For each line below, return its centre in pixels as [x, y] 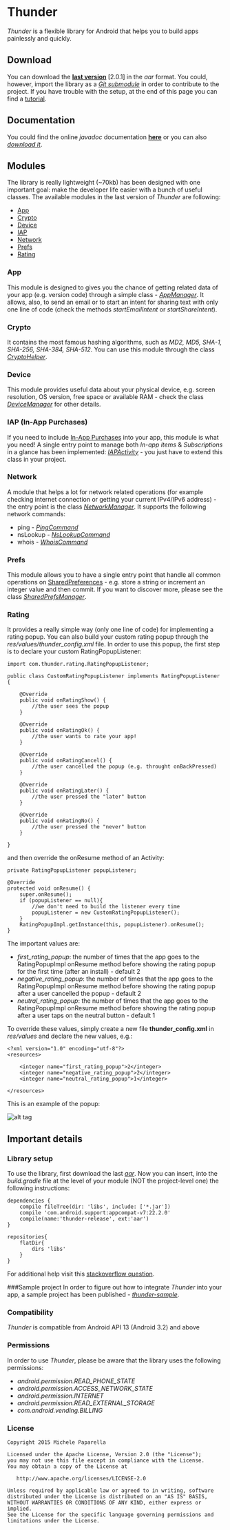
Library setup [30, 1159]
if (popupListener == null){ [61, 901]
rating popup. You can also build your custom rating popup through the [108, 637]
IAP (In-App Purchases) [48, 422]
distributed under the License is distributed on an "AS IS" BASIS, [107, 1497]
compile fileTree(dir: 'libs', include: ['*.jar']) [95, 1207]
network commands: [36, 513]
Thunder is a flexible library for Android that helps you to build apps [103, 31]
